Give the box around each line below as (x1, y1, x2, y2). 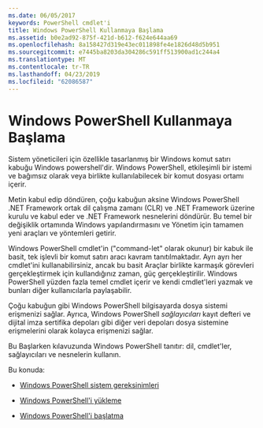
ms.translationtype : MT (8, 56, 87, 64)
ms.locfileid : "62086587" (8, 77, 93, 85)
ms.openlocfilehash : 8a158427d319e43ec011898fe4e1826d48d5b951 (8, 41, 220, 49)
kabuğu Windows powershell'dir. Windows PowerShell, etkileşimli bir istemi (8, 163, 252, 172)
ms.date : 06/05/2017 (8, 11, 76, 20)
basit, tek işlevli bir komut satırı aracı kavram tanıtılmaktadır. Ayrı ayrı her (8, 252, 243, 261)
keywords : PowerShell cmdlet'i (8, 19, 111, 27)
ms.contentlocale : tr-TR (8, 63, 90, 71)
